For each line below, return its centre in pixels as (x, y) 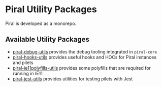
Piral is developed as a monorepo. (41, 23)
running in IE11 (28, 73)
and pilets (23, 63)
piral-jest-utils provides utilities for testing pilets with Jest (73, 79)
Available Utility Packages (47, 39)
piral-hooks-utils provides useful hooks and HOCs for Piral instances (84, 57)
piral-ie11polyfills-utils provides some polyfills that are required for (82, 68)
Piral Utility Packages (51, 9)
